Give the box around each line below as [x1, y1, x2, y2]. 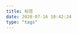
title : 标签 [6, 8, 33, 14]
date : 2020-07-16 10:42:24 [6, 14, 72, 20]
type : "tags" [6, 19, 38, 25]
